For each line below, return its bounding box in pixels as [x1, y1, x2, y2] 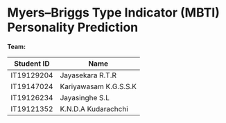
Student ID [13, 59, 50, 68]
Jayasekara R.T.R [60, 70, 116, 80]
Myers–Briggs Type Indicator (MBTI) [7, 5, 220, 21]
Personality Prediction [7, 19, 139, 35]
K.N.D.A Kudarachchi [60, 104, 128, 113]
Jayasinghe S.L [60, 93, 110, 102]
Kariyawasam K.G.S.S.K [60, 82, 137, 91]
